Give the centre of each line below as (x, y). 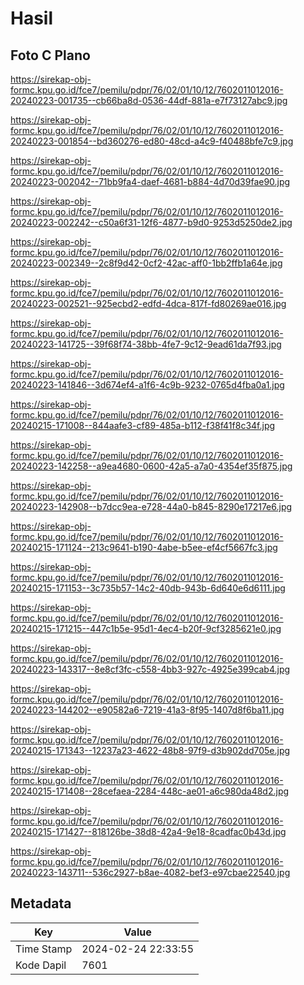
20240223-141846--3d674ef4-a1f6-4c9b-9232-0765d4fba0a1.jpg (147, 385)
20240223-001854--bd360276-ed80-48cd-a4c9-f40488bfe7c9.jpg (152, 141)
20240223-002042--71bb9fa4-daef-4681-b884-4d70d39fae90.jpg (150, 181)
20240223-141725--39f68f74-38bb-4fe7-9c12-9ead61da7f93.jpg (146, 344)
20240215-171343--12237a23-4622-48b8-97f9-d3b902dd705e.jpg (150, 750)
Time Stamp (44, 949)
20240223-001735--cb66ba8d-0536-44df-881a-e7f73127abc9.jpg (149, 100)
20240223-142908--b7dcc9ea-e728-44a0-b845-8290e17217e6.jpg (151, 506)
